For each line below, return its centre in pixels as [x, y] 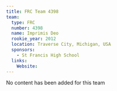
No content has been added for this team [56, 83]
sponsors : [23, 50]
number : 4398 [27, 28]
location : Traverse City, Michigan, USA [61, 45]
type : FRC [23, 22]
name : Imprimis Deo [35, 33]
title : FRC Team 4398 [32, 11]
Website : [27, 66]
